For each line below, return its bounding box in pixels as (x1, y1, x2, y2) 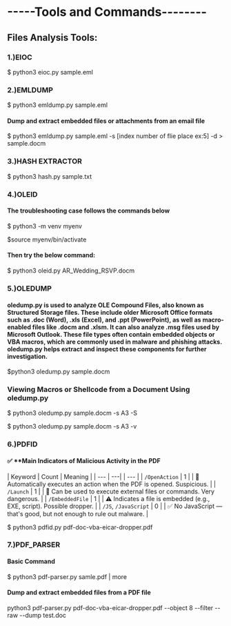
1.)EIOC (7, 52, 32, 62)
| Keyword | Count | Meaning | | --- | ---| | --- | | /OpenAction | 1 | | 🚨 (7, 472, 200, 480)
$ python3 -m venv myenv (7, 222, 83, 230)
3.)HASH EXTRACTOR (7, 157, 83, 166)
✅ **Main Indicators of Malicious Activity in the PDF (7, 456, 161, 464)
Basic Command (7, 557, 55, 566)
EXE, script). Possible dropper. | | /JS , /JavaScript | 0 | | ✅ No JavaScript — (7, 502, 223, 510)
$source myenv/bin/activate (7, 235, 87, 244)
